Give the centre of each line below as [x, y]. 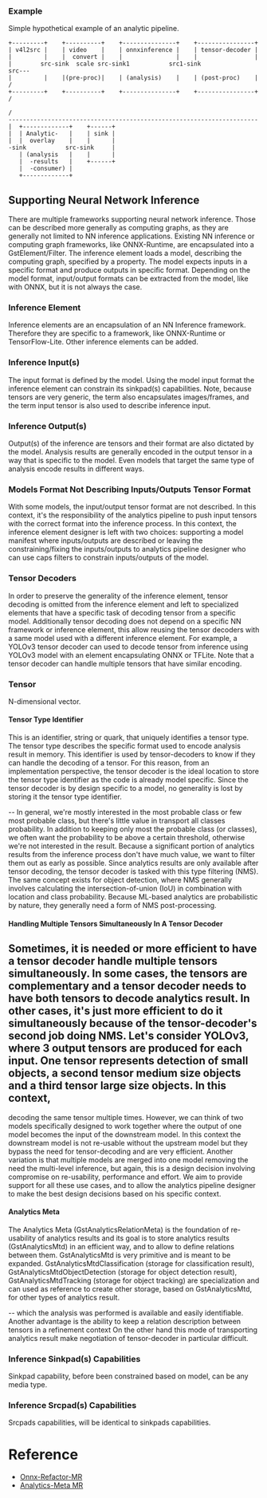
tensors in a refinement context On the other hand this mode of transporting [133, 1330]
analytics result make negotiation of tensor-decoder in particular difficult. [128, 1338]
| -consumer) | [46, 169]
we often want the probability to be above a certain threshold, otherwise [127, 838]
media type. [28, 1384]
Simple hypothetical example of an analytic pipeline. [94, 29]
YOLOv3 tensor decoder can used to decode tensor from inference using [128, 647]
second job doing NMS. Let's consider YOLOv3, [129, 1036]
